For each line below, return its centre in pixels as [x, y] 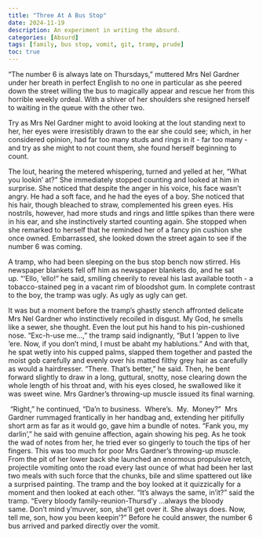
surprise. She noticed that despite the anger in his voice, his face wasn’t [125, 188]
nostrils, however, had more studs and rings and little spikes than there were [131, 213]
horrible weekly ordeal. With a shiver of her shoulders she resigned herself [129, 99]
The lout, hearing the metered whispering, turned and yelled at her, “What [128, 171]
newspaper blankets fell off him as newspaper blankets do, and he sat [121, 270]
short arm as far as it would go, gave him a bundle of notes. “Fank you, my [128, 426]
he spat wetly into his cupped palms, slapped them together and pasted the [130, 352]
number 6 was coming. [45, 247]
